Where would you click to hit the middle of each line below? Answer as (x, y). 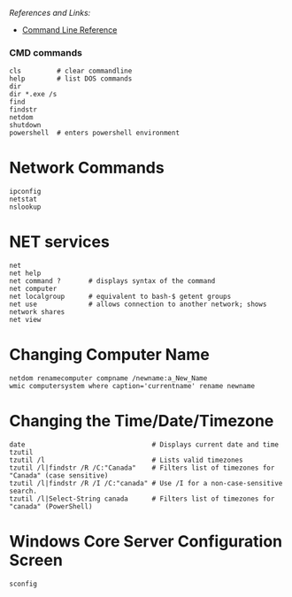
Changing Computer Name (109, 355)
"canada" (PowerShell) (51, 507)
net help (25, 273)
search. (23, 491)
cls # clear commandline (71, 71)
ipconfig (25, 192)
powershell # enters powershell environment (94, 133)
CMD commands (46, 52)
